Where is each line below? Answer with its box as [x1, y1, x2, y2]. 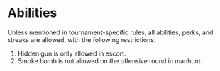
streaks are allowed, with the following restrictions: [7, 35, 156, 44]
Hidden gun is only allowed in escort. [17, 49, 126, 58]
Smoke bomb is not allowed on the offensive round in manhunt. [17, 56, 203, 65]
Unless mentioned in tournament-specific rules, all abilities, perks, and [7, 28, 214, 37]
